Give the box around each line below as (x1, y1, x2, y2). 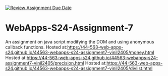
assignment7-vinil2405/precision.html (5, 60, 84, 66)
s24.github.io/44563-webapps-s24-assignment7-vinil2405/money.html (5, 49, 155, 55)
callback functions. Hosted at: (5, 44, 68, 50)
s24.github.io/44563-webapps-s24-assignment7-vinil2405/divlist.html (5, 65, 153, 71)
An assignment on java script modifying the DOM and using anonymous (5, 38, 154, 44)
